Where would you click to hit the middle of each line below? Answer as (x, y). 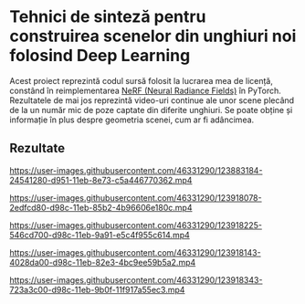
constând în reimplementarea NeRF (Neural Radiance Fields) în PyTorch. (145, 90)
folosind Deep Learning (100, 56)
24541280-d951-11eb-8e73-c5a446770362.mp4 (101, 180)
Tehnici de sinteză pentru (108, 17)
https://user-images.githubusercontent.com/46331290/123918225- (136, 225)
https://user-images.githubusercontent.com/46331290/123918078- (136, 197)
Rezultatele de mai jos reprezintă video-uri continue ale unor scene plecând (152, 100)
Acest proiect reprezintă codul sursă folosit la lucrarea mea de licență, (142, 80)
